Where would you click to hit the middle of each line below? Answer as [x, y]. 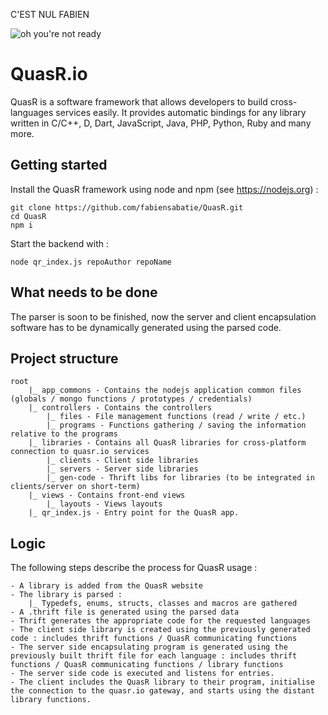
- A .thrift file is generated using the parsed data [125, 612]
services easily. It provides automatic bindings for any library [181, 112]
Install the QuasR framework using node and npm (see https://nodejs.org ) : [164, 189]
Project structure [64, 358]
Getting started [59, 165]
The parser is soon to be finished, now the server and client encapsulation [163, 316]
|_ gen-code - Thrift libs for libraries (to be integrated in [180, 478]
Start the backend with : [60, 243]
